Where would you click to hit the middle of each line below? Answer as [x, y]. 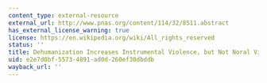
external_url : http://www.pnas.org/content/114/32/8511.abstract [118, 23]
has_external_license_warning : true [69, 30]
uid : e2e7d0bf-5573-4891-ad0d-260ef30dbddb [81, 60]
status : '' [26, 45]
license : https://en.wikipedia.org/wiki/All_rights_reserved [112, 38]
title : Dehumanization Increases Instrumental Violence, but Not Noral [129, 52]
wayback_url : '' [35, 67]
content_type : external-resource [64, 15]
